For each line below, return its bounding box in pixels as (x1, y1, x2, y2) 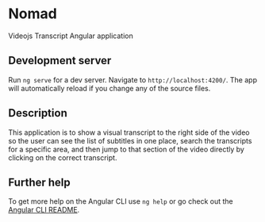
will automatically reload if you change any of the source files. (8, 83, 211, 93)
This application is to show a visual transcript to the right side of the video (8, 128, 250, 137)
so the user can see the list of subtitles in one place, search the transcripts (8, 136, 252, 145)
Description (8, 106, 67, 120)
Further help (8, 175, 71, 189)
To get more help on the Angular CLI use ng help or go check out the (8, 197, 233, 206)
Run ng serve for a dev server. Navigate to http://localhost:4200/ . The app (8, 75, 258, 84)
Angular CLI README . (8, 205, 80, 215)
